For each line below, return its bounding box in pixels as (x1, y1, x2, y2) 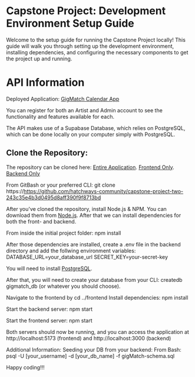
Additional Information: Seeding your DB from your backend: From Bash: (6, 346, 181, 353)
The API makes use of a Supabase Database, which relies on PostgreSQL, (6, 124, 186, 131)
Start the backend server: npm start (6, 305, 93, 313)
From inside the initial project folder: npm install (6, 229, 121, 236)
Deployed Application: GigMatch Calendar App (6, 95, 120, 102)
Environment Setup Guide (6, 17, 134, 30)
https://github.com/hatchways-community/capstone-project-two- (23, 187, 184, 194)
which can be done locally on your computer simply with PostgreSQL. (6, 131, 176, 138)
